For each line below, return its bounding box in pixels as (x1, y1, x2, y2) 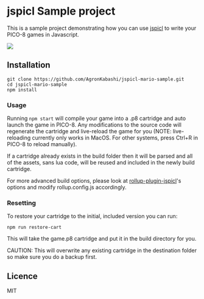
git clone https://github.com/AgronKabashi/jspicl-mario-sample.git (7, 76, 185, 82)
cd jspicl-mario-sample (7, 81, 68, 88)
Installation (7, 60, 51, 71)
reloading (7, 134, 31, 141)
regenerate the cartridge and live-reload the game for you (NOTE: (7, 128, 172, 135)
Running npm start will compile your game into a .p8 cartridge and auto (7, 114, 186, 122)
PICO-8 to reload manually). (7, 141, 77, 148)
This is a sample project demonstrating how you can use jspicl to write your (7, 24, 197, 32)
